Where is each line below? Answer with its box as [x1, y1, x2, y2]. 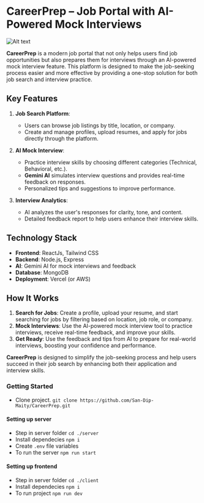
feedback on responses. [24, 178, 86, 185]
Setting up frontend [6, 462, 58, 470]
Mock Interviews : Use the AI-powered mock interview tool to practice [15, 322, 193, 330]
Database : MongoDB [15, 268, 69, 276]
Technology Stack [6, 233, 77, 243]
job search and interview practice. [6, 76, 93, 83]
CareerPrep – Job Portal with [6, 4, 156, 18]
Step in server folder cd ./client [15, 477, 99, 484]
